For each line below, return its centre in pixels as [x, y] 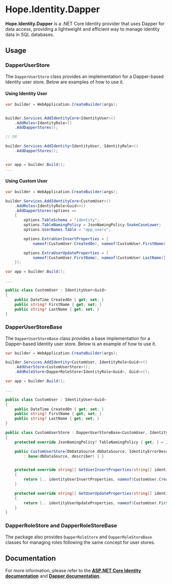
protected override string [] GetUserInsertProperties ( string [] [83, 470]
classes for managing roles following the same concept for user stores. [80, 542]
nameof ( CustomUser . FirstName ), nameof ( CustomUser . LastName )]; [100, 258]
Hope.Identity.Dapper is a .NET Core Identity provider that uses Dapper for [85, 24]
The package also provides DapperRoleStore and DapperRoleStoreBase [79, 537]
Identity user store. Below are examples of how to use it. [65, 82]
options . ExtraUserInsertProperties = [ [66, 239]
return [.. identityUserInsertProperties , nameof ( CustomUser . [91, 479]
